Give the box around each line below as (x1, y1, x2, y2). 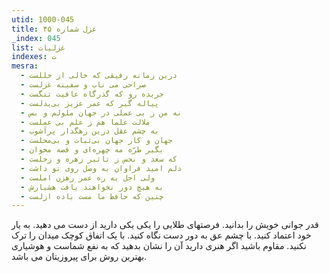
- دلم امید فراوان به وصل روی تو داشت (20, 163, 183, 173)
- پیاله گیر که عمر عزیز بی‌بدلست (20, 98, 160, 108)
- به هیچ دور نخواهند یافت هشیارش (20, 182, 164, 192)
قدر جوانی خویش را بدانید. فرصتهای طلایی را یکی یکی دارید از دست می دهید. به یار (11, 219, 319, 231)
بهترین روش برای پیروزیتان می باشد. (11, 251, 148, 263)
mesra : (11, 61, 39, 71)
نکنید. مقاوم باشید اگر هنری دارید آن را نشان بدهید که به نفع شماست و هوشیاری (11, 240, 307, 252)
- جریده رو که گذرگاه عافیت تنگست (20, 89, 164, 99)
